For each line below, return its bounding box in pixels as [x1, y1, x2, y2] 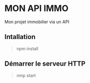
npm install [16, 45, 39, 51]
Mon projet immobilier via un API [4, 19, 70, 25]
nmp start [16, 72, 36, 78]
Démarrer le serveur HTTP [4, 60, 86, 68]
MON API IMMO [4, 3, 69, 14]
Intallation [4, 33, 36, 41]
